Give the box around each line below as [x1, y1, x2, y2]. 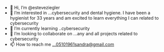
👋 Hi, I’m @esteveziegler [9, 5, 60, 10]
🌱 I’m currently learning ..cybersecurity [9, 26, 90, 31]
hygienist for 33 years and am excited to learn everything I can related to [9, 15, 159, 21]
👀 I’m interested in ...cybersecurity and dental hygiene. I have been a [9, 10, 151, 16]
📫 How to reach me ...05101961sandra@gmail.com [9, 42, 114, 47]
